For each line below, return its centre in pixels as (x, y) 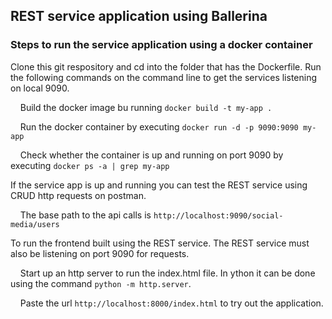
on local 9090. (40, 88)
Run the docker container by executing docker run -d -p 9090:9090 (159, 126)
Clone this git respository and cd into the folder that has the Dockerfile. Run (166, 66)
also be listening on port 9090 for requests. (100, 253)
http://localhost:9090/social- (218, 215)
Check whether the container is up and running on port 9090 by (151, 155)
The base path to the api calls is (85, 215)
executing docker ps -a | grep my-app (90, 165)
